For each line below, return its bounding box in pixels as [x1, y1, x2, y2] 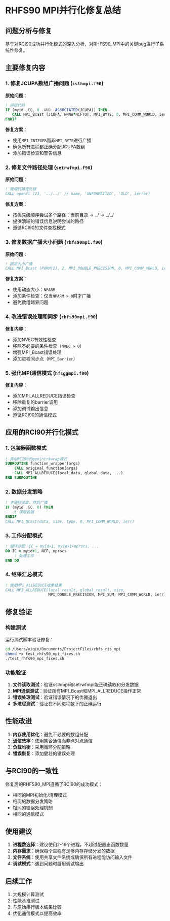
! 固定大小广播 [5, 261, 33, 267]
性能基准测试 [12, 898, 39, 904]
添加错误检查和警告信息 [12, 150, 62, 156]
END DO [5, 558, 19, 563]
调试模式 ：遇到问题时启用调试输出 [12, 861, 84, 867]
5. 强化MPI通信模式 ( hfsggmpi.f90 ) [5, 369, 89, 376]
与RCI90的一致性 [5, 767, 59, 775]
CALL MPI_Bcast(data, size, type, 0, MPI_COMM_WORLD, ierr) [5, 519, 135, 524]
